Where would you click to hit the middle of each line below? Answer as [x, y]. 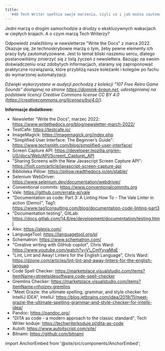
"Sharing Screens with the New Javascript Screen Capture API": [77, 161]
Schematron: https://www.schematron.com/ [57, 239]
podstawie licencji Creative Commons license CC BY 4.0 [62, 95]
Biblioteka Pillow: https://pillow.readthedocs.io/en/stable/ [70, 171]
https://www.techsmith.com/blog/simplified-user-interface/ [72, 145]
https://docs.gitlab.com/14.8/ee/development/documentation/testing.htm [86, 218]
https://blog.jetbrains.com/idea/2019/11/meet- [102, 297]
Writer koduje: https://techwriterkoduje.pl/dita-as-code [68, 323]
